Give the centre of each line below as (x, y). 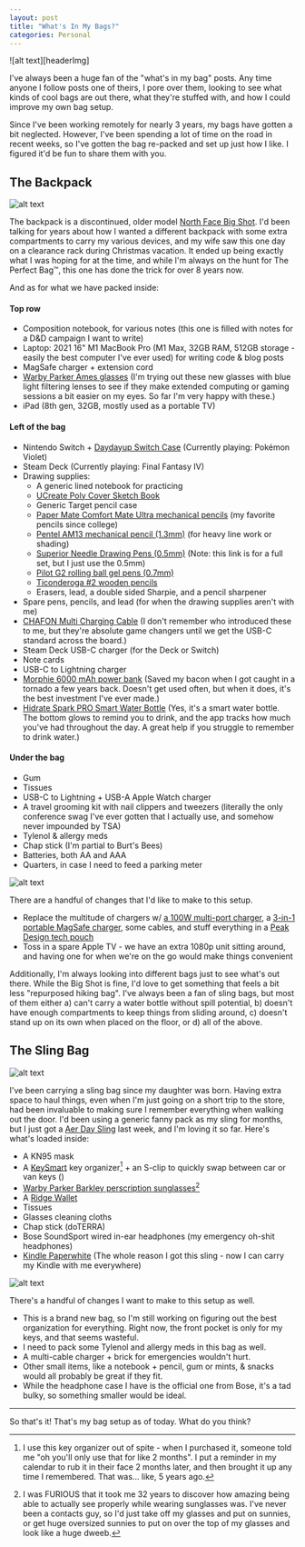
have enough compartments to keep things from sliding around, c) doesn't (148, 1012)
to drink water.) (51, 736)
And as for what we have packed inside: (84, 288)
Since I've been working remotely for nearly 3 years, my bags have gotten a (151, 125)
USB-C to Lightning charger (74, 669)
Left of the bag (38, 426)
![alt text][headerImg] (49, 61)
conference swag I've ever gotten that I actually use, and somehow (148, 816)
